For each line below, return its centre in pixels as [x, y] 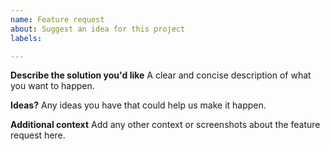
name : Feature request [57, 19]
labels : [26, 38]
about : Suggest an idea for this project [98, 29]
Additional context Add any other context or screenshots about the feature [165, 125]
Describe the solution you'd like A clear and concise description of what [161, 75]
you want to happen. [52, 86]
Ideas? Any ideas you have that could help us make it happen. [138, 105]
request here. [38, 135]
